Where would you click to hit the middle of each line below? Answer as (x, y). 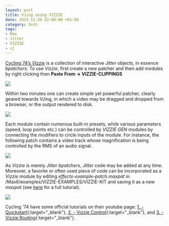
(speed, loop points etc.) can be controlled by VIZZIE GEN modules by (79, 129)
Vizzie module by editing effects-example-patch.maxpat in (68, 176)
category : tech (22, 24)
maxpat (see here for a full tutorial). (43, 187)
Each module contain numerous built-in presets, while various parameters (83, 124)
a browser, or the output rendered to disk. (49, 104)
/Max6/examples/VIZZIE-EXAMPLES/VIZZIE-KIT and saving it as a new (80, 182)
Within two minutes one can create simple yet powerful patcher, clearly (80, 93)
